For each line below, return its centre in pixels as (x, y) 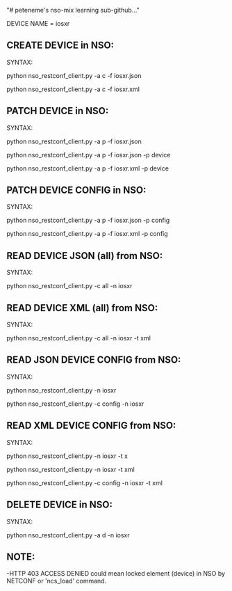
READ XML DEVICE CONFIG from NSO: (91, 426)
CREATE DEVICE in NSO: (60, 46)
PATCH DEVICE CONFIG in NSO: (76, 190)
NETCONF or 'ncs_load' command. (57, 581)
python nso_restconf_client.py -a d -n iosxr (68, 535)
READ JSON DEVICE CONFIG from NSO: (94, 360)
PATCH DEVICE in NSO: (58, 111)
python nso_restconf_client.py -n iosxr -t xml (71, 469)
